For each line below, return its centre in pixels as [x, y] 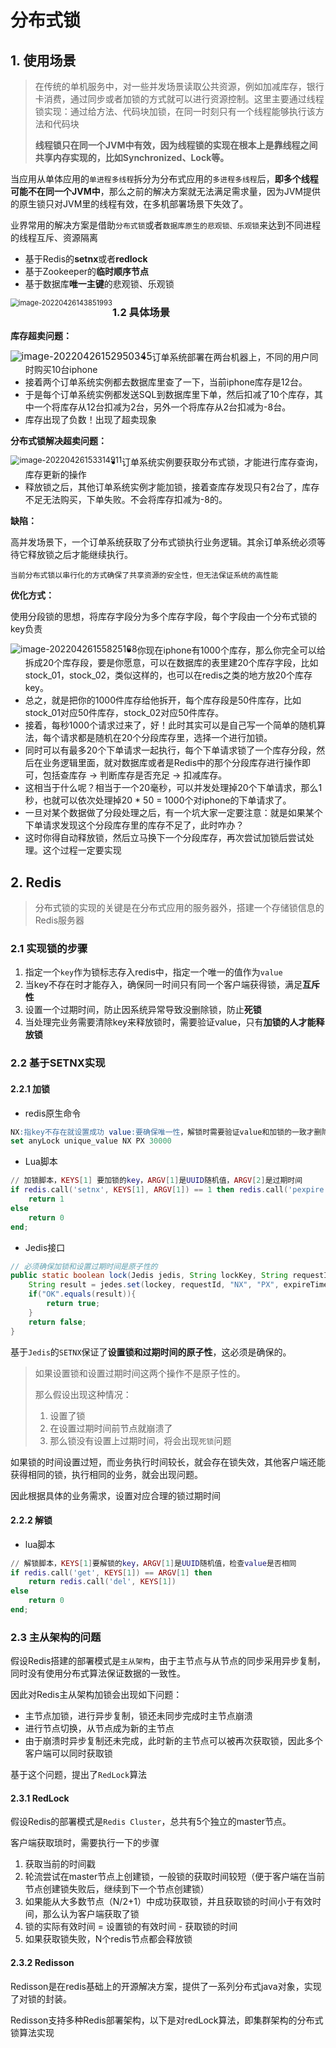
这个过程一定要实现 [82, 850]
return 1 [46, 1199]
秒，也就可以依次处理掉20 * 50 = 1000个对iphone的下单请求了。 [158, 800]
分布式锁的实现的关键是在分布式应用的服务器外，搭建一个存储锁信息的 [179, 908]
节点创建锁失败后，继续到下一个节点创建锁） [117, 1889]
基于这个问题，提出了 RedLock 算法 [79, 1775]
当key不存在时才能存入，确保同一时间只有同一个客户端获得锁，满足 [163, 985]
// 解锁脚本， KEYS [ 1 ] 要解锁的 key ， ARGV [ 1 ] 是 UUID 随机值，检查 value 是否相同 [153, 1563]
